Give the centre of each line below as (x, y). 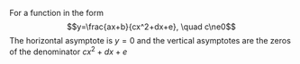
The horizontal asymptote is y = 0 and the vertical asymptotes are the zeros (150, 40)
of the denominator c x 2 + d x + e (68, 51)
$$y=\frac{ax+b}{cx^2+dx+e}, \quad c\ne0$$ (151, 27)
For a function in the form (56, 13)
